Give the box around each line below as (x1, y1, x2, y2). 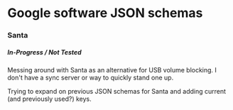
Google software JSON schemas (7, 5, 203, 21)
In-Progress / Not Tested (7, 48, 82, 56)
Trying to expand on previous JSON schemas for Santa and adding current (7, 87, 226, 96)
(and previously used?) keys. (7, 94, 92, 104)
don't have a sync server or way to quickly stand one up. (7, 73, 174, 82)
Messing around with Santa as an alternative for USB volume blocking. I (7, 66, 217, 75)
